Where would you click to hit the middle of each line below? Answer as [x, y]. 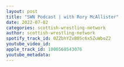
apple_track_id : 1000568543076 [44, 50]
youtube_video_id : [28, 44]
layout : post [22, 11]
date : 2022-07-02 [27, 22]
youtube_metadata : [28, 55]
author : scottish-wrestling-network [51, 33]
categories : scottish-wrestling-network [56, 28]
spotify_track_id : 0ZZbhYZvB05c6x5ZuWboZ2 [58, 38]
